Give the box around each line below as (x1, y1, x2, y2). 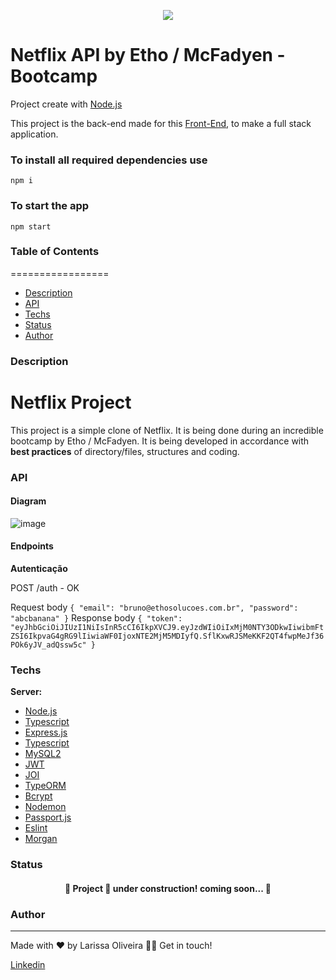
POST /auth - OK (10, 582, 80, 594)
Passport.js (24, 811, 72, 824)
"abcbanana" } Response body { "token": (10, 612, 183, 624)
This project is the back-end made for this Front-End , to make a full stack (10, 117, 312, 129)
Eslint (24, 822, 48, 834)
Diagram (10, 495, 47, 507)
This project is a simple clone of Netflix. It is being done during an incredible (10, 424, 324, 436)
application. (10, 128, 59, 140)
